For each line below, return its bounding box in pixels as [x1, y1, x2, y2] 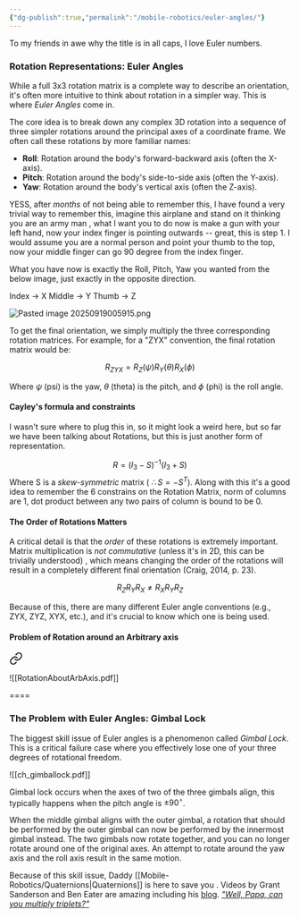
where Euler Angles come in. [9, 99, 115, 110]
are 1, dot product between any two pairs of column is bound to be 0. [9, 496, 263, 506]
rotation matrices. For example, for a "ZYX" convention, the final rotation [9, 335, 276, 345]
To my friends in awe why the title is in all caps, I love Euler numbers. [9, 38, 262, 48]
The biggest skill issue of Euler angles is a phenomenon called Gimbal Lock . [9, 733, 289, 744]
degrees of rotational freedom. [9, 752, 122, 762]
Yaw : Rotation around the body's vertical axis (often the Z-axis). [21, 181, 257, 192]
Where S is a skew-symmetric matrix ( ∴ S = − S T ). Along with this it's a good [9, 475, 291, 488]
